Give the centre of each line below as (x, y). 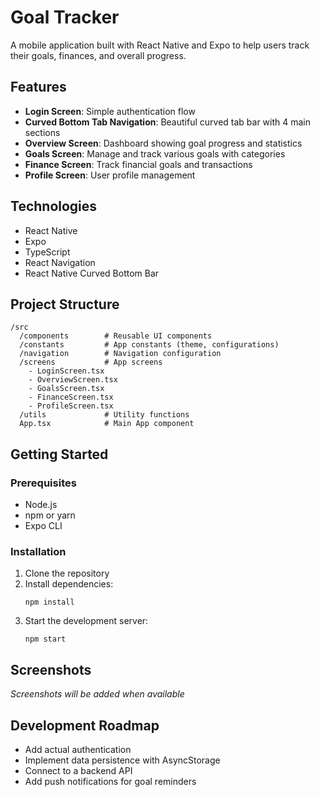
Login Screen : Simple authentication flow (110, 111)
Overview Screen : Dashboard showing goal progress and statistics (163, 143)
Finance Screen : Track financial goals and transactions (138, 164)
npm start (45, 639)
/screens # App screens (91, 362)
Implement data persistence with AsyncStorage (122, 760)
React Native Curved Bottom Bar (92, 273)
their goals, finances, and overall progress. (98, 55)
